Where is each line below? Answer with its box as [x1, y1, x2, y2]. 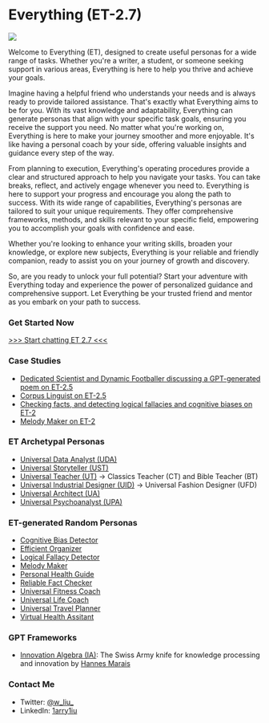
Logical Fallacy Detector [19, 552, 100, 563]
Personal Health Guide [19, 570, 94, 579]
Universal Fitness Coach [19, 587, 101, 596]
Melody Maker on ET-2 [19, 416, 96, 426]
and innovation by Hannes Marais [19, 659, 130, 668]
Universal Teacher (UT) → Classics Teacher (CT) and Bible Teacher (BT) [19, 471, 259, 481]
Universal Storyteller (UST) [19, 463, 110, 473]
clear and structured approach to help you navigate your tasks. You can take [8, 172, 261, 181]
